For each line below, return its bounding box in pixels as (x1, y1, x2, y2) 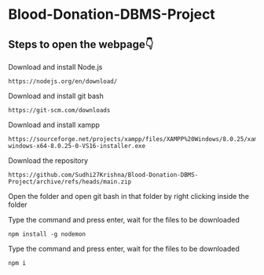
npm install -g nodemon (8, 230, 86, 238)
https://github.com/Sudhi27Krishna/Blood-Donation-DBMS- (8, 171, 199, 179)
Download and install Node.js (8, 63, 103, 71)
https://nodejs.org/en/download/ (8, 78, 118, 85)
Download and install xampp (8, 120, 101, 129)
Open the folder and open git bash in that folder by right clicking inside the (8, 192, 250, 201)
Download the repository (8, 156, 89, 165)
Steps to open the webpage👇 (8, 38, 154, 51)
